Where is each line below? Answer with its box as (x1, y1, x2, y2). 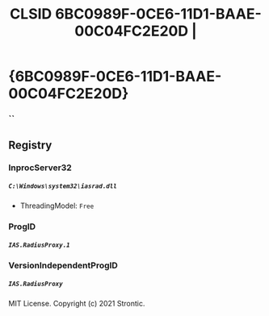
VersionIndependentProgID (8, 260, 119, 271)
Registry (8, 138, 53, 152)
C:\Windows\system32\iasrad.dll (8, 182, 117, 190)
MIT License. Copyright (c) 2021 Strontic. (8, 299, 145, 309)
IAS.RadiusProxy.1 (8, 241, 70, 249)
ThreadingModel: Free (19, 201, 95, 210)
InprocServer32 (8, 162, 73, 173)
